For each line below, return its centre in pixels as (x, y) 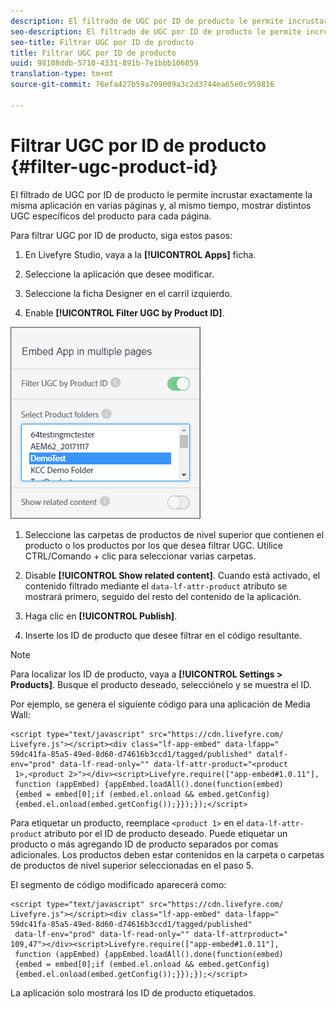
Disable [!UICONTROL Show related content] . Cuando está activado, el (172, 575)
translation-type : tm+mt (62, 74)
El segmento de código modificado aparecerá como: (118, 884)
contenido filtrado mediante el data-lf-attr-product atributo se (156, 586)
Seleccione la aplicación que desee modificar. (119, 274)
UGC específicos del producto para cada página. (111, 216)
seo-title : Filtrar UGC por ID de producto (102, 42)
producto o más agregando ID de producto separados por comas (144, 844)
